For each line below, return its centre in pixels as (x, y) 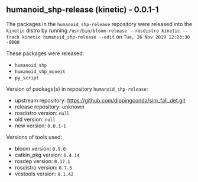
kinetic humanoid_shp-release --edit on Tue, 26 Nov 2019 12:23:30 (106, 36)
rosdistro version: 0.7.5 (43, 167)
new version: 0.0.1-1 (40, 125)
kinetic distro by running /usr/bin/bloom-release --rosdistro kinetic (93, 30)
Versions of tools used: (34, 137)
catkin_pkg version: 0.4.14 (47, 155)
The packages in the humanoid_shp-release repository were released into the (99, 24)
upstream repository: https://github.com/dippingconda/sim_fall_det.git (100, 100)
